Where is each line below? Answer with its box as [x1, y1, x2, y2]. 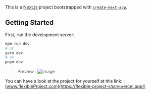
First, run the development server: [5, 32, 75, 38]
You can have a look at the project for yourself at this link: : [5, 78, 125, 84]
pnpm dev [5, 59, 23, 65]
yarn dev [5, 50, 23, 55]
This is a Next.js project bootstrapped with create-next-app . [5, 4, 128, 10]
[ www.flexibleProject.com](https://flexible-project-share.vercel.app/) [5, 84, 146, 90]
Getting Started [5, 18, 54, 27]
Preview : [17, 69, 37, 75]
